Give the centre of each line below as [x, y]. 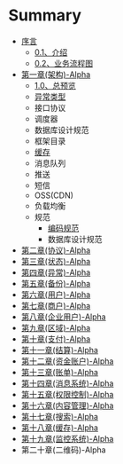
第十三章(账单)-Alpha [60, 372]
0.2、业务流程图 [64, 63]
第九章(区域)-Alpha [56, 327]
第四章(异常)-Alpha [56, 272]
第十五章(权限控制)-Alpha [67, 394]
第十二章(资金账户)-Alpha [67, 361]
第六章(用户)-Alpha [56, 295]
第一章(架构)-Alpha [56, 74]
